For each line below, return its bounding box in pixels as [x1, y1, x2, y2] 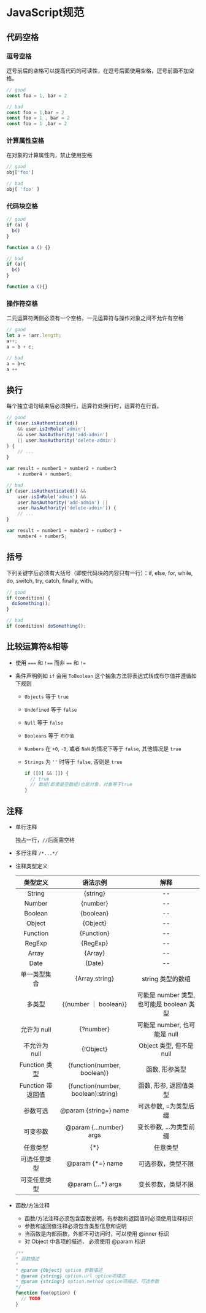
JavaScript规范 [6, 6, 85, 20]
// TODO [21, 1296, 41, 1302]
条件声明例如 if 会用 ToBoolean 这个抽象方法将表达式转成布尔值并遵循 [15, 672, 192, 679]
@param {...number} [65, 1123, 124, 1132]
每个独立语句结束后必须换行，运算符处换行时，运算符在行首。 [6, 402, 162, 410]
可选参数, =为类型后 [137, 1102, 195, 1111]
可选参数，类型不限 [138, 1160, 194, 1168]
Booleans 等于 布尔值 [24, 731, 75, 739]
